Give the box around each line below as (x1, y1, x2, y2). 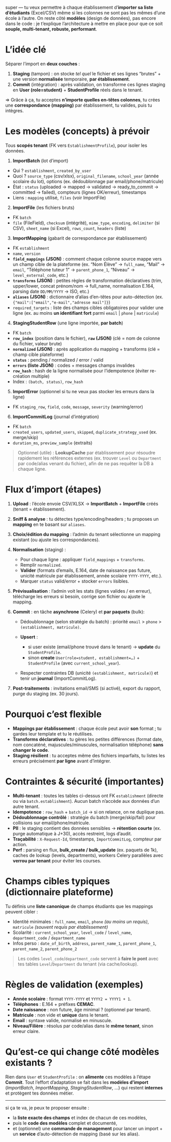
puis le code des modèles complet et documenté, (12, 1120, 118, 1126)
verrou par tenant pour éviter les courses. (12, 857, 102, 864)
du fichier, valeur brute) (12, 340, 62, 346)
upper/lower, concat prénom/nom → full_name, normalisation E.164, (12, 283, 155, 289)
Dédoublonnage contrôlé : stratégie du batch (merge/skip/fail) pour (12, 814, 156, 820)
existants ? (5, 1057, 52, 1068)
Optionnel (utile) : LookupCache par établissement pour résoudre (17, 449, 156, 455)
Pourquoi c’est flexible (5, 708, 102, 720)
